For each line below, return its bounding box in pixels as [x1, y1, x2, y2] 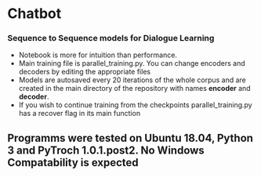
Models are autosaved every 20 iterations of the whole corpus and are [18, 75, 246, 85]
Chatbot [7, 5, 62, 23]
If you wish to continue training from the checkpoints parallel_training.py [18, 100, 252, 110]
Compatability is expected [7, 156, 139, 169]
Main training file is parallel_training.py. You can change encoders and [18, 59, 246, 68]
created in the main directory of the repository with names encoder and [18, 84, 252, 93]
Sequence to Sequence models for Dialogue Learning [7, 33, 215, 44]
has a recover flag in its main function [18, 109, 141, 118]
